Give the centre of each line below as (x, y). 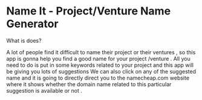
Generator (32, 24)
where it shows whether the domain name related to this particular (89, 84)
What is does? (24, 40)
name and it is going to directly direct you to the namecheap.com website (98, 78)
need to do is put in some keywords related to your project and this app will (100, 65)
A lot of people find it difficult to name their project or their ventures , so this (101, 52)
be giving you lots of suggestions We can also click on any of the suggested (101, 71)
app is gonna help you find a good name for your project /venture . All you (98, 58)
